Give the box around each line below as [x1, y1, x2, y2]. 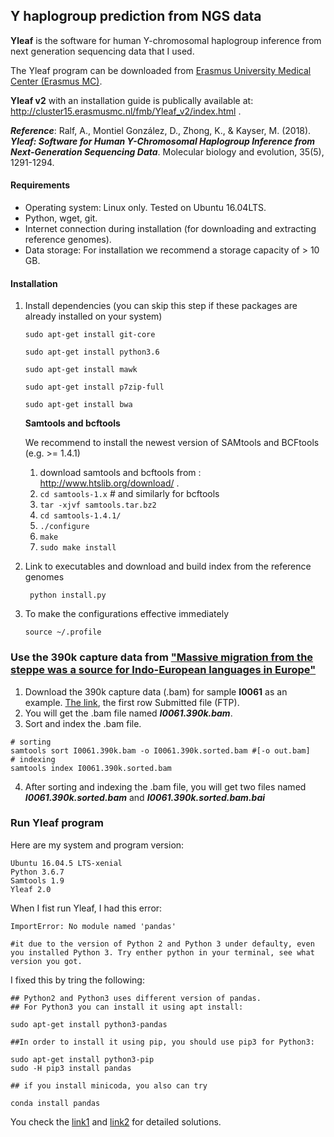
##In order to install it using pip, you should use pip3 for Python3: [10, 1037, 315, 1047]
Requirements [10, 179, 71, 191]
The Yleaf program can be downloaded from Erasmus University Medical [10, 64, 312, 76]
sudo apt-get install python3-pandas [10, 1019, 168, 1029]
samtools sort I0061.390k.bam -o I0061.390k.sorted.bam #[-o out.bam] [10, 745, 311, 756]
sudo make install [39, 543, 117, 553]
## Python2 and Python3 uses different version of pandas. [10, 993, 262, 1003]
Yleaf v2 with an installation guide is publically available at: [10, 94, 254, 106]
